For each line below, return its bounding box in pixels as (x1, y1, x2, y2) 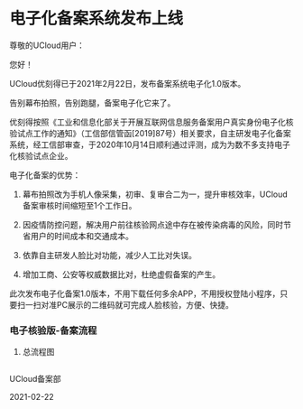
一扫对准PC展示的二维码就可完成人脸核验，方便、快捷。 (24, 299, 234, 310)
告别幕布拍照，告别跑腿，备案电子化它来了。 (9, 97, 176, 108)
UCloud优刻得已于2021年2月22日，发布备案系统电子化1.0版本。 (9, 78, 246, 88)
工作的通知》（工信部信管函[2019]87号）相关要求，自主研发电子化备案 (32, 127, 291, 138)
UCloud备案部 (9, 374, 61, 385)
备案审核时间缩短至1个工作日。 (22, 200, 137, 210)
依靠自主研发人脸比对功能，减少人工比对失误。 (22, 249, 197, 260)
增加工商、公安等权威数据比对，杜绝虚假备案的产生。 (22, 268, 221, 280)
